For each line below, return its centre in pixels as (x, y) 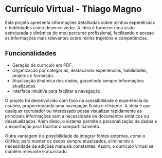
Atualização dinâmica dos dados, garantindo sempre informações (78, 80)
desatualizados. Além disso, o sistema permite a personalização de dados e (81, 121)
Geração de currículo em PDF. (42, 65)
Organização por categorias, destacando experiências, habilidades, (80, 70)
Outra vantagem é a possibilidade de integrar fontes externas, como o (75, 136)
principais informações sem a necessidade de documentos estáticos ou (77, 116)
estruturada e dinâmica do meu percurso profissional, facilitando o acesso (80, 33)
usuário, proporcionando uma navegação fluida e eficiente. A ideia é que (78, 105)
